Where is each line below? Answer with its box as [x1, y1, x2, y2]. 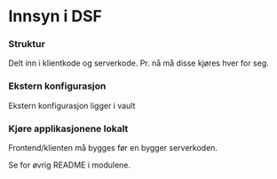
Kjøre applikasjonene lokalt [8, 122, 129, 135]
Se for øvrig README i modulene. [8, 160, 131, 170]
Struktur [8, 38, 45, 51]
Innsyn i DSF [8, 6, 103, 27]
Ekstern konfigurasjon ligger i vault [8, 100, 136, 111]
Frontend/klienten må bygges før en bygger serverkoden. [8, 143, 218, 153]
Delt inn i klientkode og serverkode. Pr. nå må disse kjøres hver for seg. [8, 58, 270, 68]
